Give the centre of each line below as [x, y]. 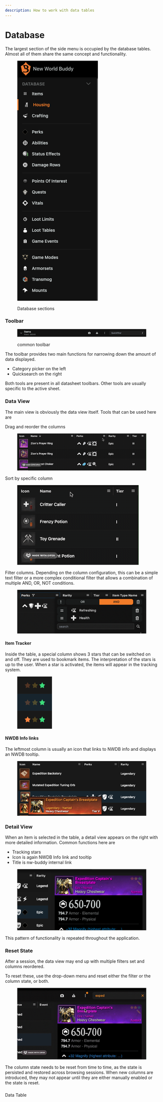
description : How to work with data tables [50, 10]
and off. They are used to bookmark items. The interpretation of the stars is [80, 659]
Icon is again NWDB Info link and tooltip [52, 857]
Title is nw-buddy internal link [42, 863]
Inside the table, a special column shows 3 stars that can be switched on [78, 654]
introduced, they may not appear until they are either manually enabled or [79, 1078]
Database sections [36, 308]
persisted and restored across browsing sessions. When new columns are [79, 1073]
